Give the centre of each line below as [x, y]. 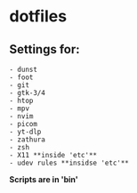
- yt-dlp [25, 132]
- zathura [28, 140]
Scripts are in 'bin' [44, 179]
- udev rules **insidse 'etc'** [69, 163]
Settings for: [44, 49]
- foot [21, 77]
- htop [21, 101]
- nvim [21, 117]
